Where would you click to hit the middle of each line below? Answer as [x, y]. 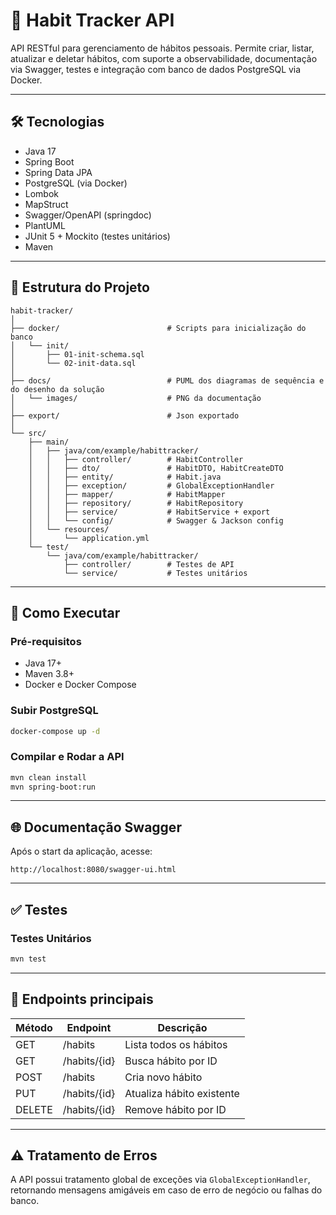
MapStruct [46, 204]
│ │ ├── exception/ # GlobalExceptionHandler [151, 485]
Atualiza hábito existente [182, 1093]
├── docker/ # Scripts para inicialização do [158, 328]
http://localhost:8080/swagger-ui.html [93, 870]
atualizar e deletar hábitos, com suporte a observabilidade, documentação [164, 58]
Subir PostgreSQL [54, 711]
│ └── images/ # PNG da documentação [136, 398]
